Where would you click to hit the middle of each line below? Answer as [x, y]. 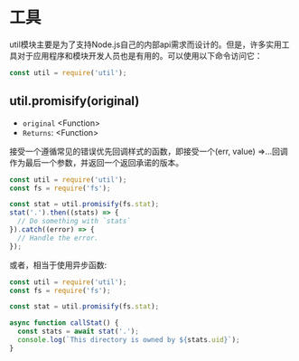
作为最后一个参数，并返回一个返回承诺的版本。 [96, 162]
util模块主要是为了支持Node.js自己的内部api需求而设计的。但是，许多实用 [145, 44]
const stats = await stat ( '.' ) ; [79, 332]
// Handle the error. [58, 238]
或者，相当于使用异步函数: [58, 265]
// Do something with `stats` [74, 222]
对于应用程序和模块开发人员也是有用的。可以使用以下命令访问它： [140, 55]
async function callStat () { [64, 323]
